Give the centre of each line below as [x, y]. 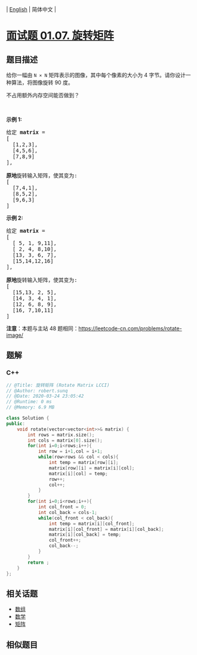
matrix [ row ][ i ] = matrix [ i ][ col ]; [92, 468]
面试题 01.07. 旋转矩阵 [60, 36]
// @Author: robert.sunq [37, 390]
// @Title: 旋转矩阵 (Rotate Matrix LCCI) [58, 385]
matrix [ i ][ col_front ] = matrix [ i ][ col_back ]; [106, 529]
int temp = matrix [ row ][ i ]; [84, 463]
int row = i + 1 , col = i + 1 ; [70, 451]
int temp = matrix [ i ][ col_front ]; [92, 524]
